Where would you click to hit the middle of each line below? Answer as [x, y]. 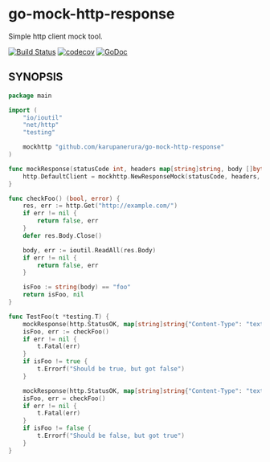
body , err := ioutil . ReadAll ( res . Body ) [90, 250]
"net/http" [41, 125]
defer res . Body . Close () [63, 235]
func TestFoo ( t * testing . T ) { [59, 317]
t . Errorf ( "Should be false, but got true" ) [111, 435]
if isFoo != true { [55, 362]
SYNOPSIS [36, 77]
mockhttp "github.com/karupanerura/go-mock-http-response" [124, 147]
